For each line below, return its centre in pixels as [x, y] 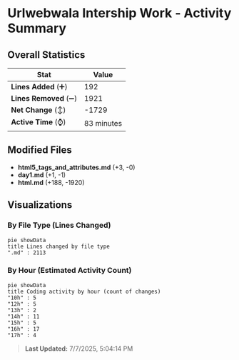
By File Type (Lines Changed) [59, 225]
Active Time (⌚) [39, 122]
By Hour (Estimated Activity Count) [70, 271]
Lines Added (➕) [39, 87]
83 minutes [103, 123]
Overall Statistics [46, 55]
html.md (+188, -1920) [51, 182]
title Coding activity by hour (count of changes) [84, 291]
